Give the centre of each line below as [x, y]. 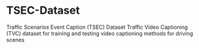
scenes [15, 40]
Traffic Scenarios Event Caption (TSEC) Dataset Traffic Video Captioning [97, 27]
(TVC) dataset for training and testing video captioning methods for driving [100, 33]
